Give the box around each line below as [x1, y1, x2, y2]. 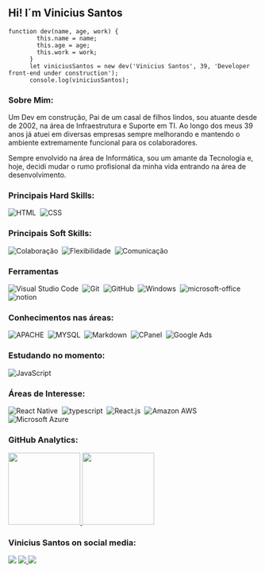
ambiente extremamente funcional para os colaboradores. [8, 138, 198, 148]
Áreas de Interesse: [8, 388, 86, 399]
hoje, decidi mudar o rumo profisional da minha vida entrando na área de [8, 162, 247, 172]
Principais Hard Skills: [8, 190, 95, 201]
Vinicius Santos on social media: [8, 537, 136, 548]
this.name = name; [36, 34, 98, 42]
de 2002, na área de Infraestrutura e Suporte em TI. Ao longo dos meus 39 [8, 121, 254, 130]
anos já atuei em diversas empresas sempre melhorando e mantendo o [8, 130, 240, 139]
